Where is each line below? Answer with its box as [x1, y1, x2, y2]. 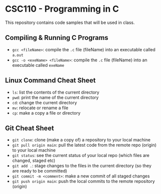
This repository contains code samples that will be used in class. [5, 19, 135, 25]
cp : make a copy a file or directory [12, 110, 80, 116]
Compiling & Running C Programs [5, 34, 108, 42]
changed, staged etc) [12, 157, 56, 164]
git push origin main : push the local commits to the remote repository [12, 178, 155, 184]
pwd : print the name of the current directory [12, 94, 99, 100]
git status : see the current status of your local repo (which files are [12, 153, 150, 158]
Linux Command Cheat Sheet [5, 77, 96, 85]
